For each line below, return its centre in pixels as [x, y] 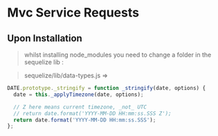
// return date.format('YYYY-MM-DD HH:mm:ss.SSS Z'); [92, 113]
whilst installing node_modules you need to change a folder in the [118, 55]
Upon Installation [45, 38]
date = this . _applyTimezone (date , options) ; [79, 95]
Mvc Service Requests [73, 13]
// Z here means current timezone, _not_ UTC [80, 107]
